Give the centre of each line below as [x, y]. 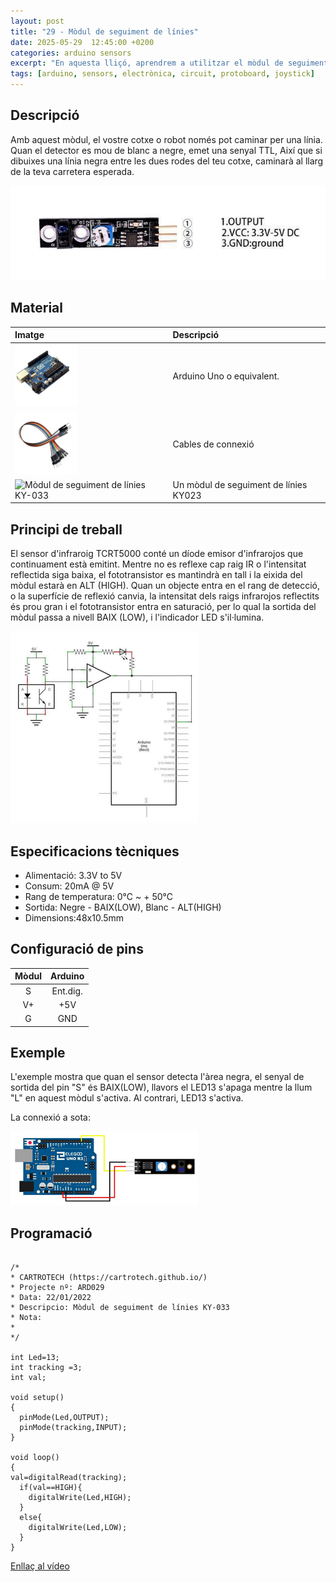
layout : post [37, 21]
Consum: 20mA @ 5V [69, 886]
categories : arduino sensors [71, 53]
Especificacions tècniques [95, 851]
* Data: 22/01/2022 [51, 1298]
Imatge [29, 335]
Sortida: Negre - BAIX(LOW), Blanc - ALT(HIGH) [123, 907]
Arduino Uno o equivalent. [226, 376]
